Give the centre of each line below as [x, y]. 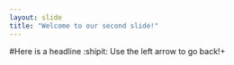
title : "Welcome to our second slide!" [84, 26]
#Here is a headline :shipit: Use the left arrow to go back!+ [117, 51]
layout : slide [36, 17]
